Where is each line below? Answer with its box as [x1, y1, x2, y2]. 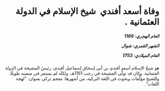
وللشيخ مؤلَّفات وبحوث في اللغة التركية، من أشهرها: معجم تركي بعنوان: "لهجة [16, 75, 159, 81]
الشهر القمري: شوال [121, 42, 159, 48]
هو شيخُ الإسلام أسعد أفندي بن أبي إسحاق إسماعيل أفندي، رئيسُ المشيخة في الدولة [5, 65, 159, 71]
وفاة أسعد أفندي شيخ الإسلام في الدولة [15, 5, 159, 17]
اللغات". [144, 81, 159, 87]
